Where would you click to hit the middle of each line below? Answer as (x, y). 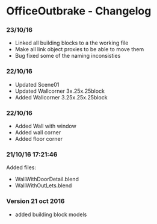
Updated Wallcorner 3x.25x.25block (60, 91)
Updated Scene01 (37, 84)
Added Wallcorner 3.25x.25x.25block (61, 97)
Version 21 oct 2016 (35, 201)
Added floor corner (39, 139)
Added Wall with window (45, 126)
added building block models (51, 214)
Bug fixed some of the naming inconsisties (68, 56)
